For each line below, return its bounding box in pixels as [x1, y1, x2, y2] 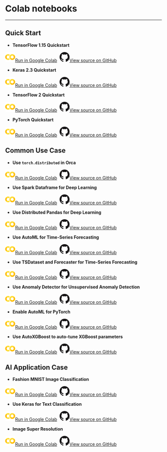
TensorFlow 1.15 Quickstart [12, 42, 70, 48]
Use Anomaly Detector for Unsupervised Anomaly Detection [12, 284, 140, 290]
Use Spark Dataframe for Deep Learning [12, 184, 97, 190]
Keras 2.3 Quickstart [12, 67, 56, 73]
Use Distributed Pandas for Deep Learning [12, 209, 102, 215]
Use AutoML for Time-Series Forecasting [12, 234, 99, 240]
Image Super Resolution [12, 426, 63, 432]
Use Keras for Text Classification [12, 401, 82, 407]
